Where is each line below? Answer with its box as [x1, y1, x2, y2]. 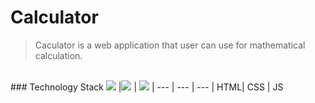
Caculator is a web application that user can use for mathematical [34, 39, 306, 51]
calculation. [34, 49, 83, 61]
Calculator [10, 6, 99, 29]
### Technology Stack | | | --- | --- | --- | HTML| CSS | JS [10, 81, 284, 93]
